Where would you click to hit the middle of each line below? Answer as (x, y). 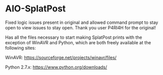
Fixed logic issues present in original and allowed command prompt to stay (82, 22)
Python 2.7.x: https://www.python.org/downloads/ (56, 67)
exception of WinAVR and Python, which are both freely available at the (78, 42)
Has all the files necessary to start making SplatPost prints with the (74, 37)
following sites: (21, 48)
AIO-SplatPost (36, 9)
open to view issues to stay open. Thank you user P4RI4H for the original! (81, 27)
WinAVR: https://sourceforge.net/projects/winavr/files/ (61, 57)
